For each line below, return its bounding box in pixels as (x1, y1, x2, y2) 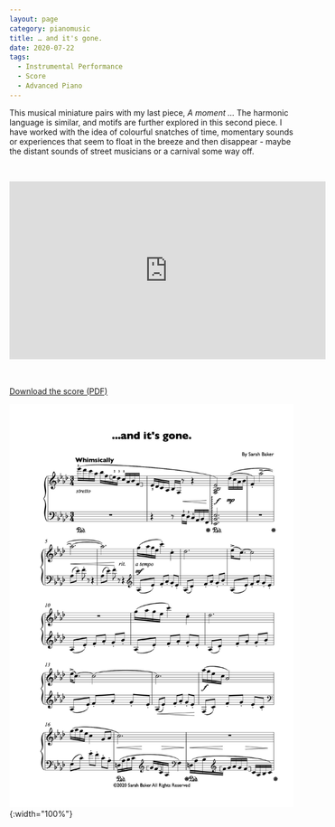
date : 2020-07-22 (9, 43, 75, 52)
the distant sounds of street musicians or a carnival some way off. (9, 146, 255, 156)
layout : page (9, 14, 59, 23)
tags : (9, 52, 30, 62)
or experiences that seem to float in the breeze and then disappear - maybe (9, 136, 292, 146)
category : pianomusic (9, 23, 91, 33)
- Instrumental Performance (17, 62, 124, 71)
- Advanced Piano (17, 81, 83, 90)
